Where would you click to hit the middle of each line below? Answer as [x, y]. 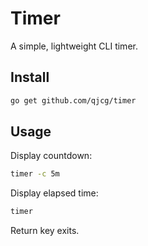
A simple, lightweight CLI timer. [74, 46]
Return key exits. [45, 231]
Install [30, 77]
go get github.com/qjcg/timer [73, 100]
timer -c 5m [35, 174]
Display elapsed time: [54, 193]
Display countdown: [51, 156]
